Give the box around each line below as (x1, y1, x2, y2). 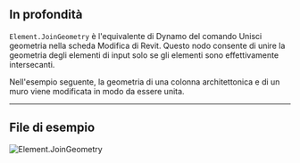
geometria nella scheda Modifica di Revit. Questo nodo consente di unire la (9, 40, 286, 51)
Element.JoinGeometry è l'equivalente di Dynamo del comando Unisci (9, 30, 262, 41)
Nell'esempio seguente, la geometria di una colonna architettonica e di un (9, 76, 280, 87)
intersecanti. (9, 59, 55, 69)
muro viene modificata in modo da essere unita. (9, 86, 185, 96)
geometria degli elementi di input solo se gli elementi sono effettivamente (9, 49, 279, 61)
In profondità (9, 7, 83, 22)
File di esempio (9, 120, 96, 135)
